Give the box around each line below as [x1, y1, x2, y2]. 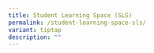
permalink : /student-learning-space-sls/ [8, 19, 147, 26]
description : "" [8, 33, 62, 41]
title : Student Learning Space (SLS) [8, 11, 133, 19]
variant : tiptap [8, 26, 62, 34]
